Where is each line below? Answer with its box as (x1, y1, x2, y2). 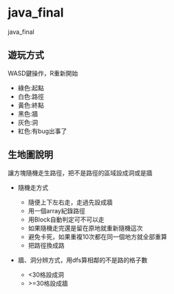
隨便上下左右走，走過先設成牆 (28, 198, 113, 206)
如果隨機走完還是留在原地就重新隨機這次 (28, 224, 143, 232)
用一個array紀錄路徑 (28, 206, 85, 215)
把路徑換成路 (28, 241, 65, 249)
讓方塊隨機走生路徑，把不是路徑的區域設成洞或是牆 (8, 168, 153, 177)
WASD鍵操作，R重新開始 (8, 69, 78, 77)
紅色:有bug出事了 (17, 126, 67, 135)
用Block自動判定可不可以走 (28, 215, 105, 224)
